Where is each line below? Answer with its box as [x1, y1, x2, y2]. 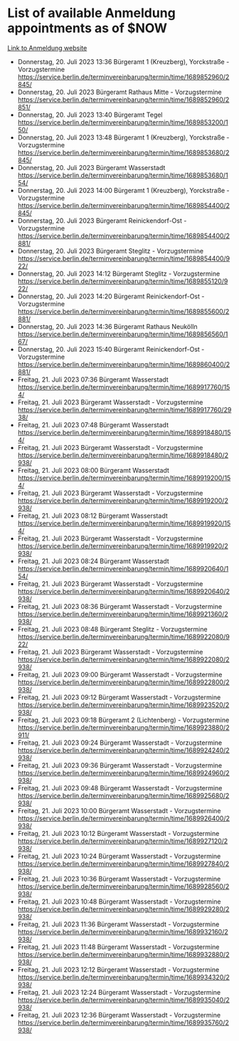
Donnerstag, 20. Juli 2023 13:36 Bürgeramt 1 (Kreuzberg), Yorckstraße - [17, 57, 230, 66]
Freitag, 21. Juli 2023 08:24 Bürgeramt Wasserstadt [17, 557, 169, 565]
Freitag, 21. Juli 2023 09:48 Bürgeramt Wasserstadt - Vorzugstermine [17, 783, 223, 792]
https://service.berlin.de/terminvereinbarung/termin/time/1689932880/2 [17, 950, 230, 958]
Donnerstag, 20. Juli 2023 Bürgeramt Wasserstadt [17, 163, 166, 172]
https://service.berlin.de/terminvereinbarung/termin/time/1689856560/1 [17, 330, 228, 338]
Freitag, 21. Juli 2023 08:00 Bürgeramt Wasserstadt [17, 466, 169, 474]
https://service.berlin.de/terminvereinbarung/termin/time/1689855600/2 [17, 307, 230, 315]
